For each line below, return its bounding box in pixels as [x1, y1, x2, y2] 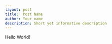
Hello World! [5, 34, 31, 40]
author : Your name [5, 16, 43, 21]
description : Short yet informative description [5, 21, 107, 26]
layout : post [5, 7, 32, 12]
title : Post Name [5, 12, 43, 17]
